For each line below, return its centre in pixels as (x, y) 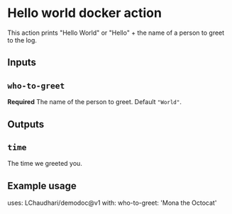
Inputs (22, 63)
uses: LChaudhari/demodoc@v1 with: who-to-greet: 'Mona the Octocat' (112, 203)
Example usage (42, 186)
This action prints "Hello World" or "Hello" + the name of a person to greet (116, 33)
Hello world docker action (84, 13)
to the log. (22, 40)
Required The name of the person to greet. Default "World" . (95, 102)
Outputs (26, 124)
